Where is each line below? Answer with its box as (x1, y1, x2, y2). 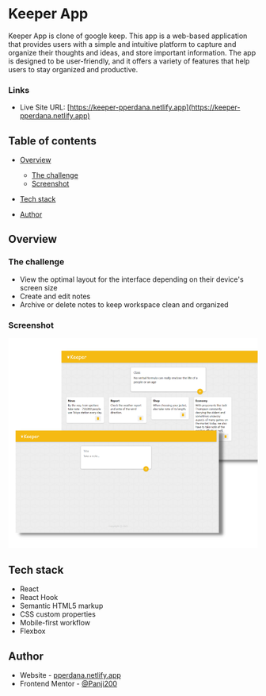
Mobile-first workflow (19, 618, 91, 628)
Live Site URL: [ (19, 102, 70, 112)
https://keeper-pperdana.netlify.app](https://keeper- (70, 102, 241, 112)
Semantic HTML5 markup (19, 601, 104, 611)
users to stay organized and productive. (8, 64, 139, 74)
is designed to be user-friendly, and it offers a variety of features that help (8, 56, 250, 66)
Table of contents (8, 134, 97, 148)
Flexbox (19, 626, 46, 636)
